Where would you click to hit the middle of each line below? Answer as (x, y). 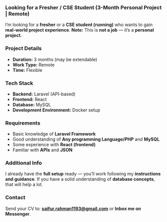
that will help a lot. (24, 184)
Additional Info (24, 163)
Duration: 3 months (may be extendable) (55, 59)
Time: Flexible (27, 70)
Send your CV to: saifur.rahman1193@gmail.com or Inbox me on (73, 208)
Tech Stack (19, 83)
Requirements (23, 123)
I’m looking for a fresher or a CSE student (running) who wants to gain (79, 25)
